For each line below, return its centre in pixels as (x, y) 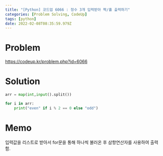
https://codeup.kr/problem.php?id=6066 (46, 62)
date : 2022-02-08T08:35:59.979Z (38, 23)
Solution (23, 81)
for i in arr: (20, 104)
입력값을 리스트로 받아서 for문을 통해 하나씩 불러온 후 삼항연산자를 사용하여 (77, 142)
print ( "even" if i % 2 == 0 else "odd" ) (56, 108)
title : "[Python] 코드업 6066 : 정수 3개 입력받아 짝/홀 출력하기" (68, 10)
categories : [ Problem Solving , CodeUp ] (46, 14)
